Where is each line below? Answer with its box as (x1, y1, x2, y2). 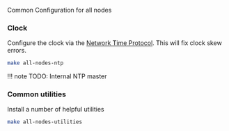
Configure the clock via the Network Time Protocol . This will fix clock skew (7, 39, 223, 47)
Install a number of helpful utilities (7, 105, 104, 114)
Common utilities (7, 89, 66, 99)
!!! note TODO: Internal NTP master (7, 72, 107, 80)
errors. (7, 46, 26, 55)
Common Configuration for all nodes (7, 6, 112, 14)
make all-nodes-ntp (7, 60, 64, 67)
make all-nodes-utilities (7, 119, 82, 125)
